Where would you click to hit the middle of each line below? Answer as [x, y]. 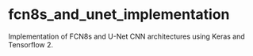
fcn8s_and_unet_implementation [119, 15]
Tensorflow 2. [31, 44]
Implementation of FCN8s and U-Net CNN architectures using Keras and [127, 36]
